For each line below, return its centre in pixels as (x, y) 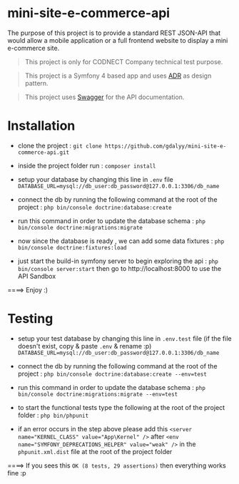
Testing (30, 319)
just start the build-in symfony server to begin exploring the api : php (118, 261)
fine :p (17, 473)
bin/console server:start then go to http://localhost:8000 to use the (119, 268)
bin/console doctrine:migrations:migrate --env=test (98, 394)
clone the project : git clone (60, 145)
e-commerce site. (34, 48)
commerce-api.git (44, 152)
